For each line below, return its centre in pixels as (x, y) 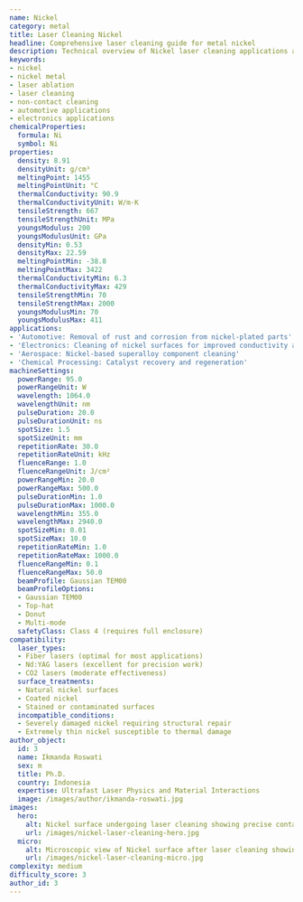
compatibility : (38, 639)
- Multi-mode (42, 623)
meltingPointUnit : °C (58, 186)
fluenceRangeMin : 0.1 (58, 564)
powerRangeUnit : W (52, 388)
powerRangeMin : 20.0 (56, 480)
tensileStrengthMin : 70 (62, 295)
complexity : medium (46, 867)
